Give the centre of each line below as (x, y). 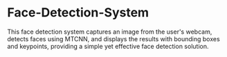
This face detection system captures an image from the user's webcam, (110, 32)
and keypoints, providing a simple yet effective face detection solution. (108, 46)
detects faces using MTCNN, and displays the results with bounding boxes (113, 38)
